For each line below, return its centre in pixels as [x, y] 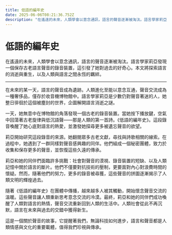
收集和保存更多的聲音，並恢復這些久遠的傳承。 [55, 150]
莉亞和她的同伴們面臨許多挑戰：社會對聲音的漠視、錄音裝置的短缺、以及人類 [86, 161]
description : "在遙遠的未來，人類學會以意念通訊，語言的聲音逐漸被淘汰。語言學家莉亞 [86, 19]
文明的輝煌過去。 [28, 180]
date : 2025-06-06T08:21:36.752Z [40, 15]
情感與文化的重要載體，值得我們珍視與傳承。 [57, 227]
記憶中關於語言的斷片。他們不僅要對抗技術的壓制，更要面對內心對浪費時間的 [86, 167]
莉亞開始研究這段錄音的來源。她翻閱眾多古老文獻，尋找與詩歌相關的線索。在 [86, 137]
